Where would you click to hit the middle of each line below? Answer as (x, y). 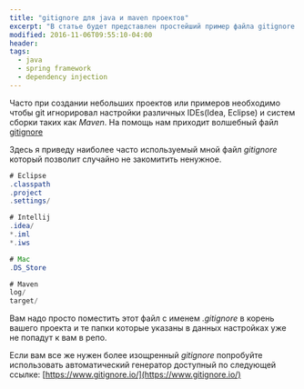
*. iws (20, 243)
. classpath (30, 184)
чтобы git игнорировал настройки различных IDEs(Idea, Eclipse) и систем (152, 112)
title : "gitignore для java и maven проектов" (99, 18)
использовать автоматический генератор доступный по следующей (143, 365)
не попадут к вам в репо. (58, 338)
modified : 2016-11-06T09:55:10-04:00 (81, 35)
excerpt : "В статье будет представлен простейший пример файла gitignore (152, 26)
